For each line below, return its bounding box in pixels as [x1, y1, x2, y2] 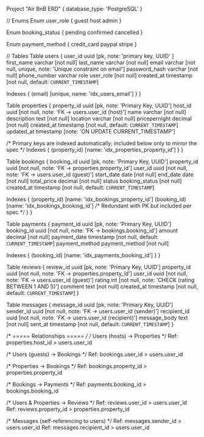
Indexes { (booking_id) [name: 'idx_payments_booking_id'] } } [6, 252, 161, 258]
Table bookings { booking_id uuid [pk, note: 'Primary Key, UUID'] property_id [6, 158, 199, 165]
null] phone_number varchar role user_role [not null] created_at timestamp [6, 72, 193, 79]
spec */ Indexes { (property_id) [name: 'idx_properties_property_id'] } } [6, 146, 184, 153]
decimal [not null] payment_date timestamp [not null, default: [6, 233, 159, 240]
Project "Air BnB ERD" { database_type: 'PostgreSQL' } [6, 5, 142, 12]
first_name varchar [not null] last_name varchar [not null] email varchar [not [6, 59, 196, 66]
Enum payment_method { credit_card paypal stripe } [6, 41, 137, 48]
